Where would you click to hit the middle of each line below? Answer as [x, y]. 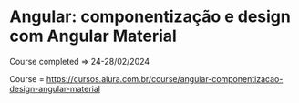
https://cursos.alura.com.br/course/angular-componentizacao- [165, 78]
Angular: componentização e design [150, 17]
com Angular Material [93, 36]
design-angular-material [55, 88]
